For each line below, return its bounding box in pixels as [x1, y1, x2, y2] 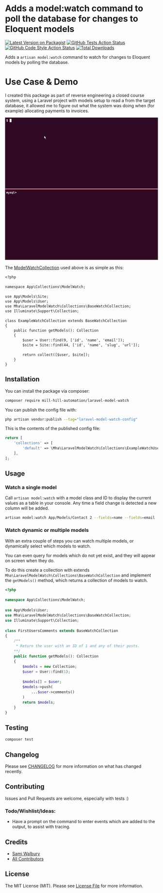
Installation [5, 375, 40, 383]
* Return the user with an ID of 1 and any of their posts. [16, 644, 140, 648]
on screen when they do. [5, 558, 55, 563]
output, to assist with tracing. [12, 824, 70, 830]
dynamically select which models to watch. [5, 543, 91, 549]
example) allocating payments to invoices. [5, 108, 89, 114]
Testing [5, 724, 29, 732]
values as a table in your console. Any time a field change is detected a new [5, 500, 157, 506]
